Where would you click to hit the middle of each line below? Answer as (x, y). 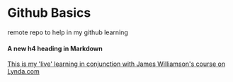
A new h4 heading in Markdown (55, 48)
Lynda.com (24, 71)
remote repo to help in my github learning (68, 32)
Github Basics (49, 13)
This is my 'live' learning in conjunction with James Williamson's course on (116, 64)
